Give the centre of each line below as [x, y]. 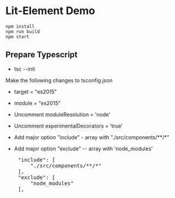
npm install [20, 26]
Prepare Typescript [41, 55]
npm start [18, 36]
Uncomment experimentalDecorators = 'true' [68, 126]
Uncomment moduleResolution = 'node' [62, 114]
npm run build [23, 31]
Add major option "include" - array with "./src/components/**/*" [92, 137]
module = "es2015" [37, 103]
